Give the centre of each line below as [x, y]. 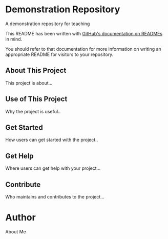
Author [20, 218]
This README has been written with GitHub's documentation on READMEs [84, 33]
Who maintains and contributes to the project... [55, 197]
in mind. [14, 39]
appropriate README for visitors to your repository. [59, 54]
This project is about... [29, 83]
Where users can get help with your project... [53, 168]
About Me [16, 231]
